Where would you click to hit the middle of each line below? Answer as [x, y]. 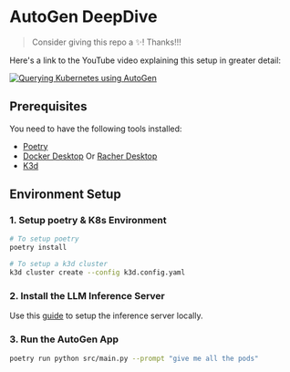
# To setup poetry [44, 239]
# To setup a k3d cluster [58, 264]
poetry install [38, 248]
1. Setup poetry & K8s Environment [88, 221]
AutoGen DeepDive [83, 17]
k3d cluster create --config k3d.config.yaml [97, 273]
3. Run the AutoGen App [64, 339]
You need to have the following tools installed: [96, 129]
